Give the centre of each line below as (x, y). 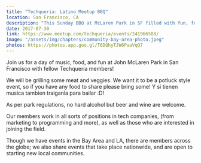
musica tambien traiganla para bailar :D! (55, 93)
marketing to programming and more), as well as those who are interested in (100, 122)
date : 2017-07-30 (28, 28)
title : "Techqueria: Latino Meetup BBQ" (57, 12)
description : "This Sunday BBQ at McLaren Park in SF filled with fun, (97, 23)
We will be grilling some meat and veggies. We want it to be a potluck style (98, 80)
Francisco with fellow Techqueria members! (60, 68)
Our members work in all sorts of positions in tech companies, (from (90, 116)
